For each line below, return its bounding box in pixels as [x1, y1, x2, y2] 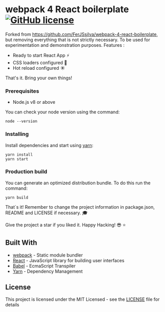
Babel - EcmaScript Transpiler [12, 263, 76, 269]
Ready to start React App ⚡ [12, 52, 70, 58]
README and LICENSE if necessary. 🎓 [5, 210, 88, 216]
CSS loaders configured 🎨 [12, 60, 68, 66]
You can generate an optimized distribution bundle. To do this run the [5, 180, 151, 186]
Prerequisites [5, 88, 39, 95]
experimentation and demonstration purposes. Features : [5, 42, 125, 48]
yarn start [5, 156, 29, 161]
